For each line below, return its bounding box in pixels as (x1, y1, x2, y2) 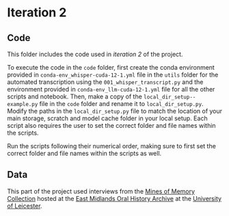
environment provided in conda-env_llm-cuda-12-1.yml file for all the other (7, 85, 215, 93)
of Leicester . (7, 202, 42, 210)
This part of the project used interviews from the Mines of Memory (7, 187, 196, 195)
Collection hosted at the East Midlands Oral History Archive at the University (7, 194, 222, 202)
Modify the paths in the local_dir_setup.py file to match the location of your (7, 107, 223, 115)
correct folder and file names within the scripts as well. (7, 149, 162, 157)
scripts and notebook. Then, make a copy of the (7, 92, 142, 100)
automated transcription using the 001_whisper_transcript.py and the (7, 78, 204, 86)
